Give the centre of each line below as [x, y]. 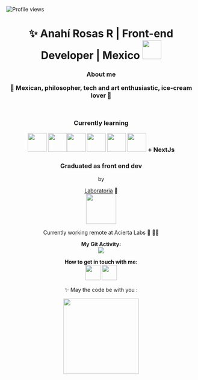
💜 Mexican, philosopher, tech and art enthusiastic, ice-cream [101, 88]
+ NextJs [161, 150]
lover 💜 [101, 95]
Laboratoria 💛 [101, 191]
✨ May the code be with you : [101, 290]
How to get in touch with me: [101, 262]
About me [101, 74]
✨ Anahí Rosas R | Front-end [101, 34]
